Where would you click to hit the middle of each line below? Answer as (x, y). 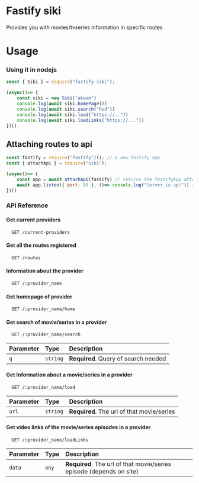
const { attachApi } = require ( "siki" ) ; (57, 163)
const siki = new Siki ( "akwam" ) (57, 98)
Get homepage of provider (39, 297)
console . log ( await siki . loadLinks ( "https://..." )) (81, 120)
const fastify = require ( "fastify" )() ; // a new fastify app (83, 158)
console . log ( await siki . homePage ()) (62, 104)
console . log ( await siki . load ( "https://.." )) (73, 115)
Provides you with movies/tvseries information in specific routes (84, 27)
